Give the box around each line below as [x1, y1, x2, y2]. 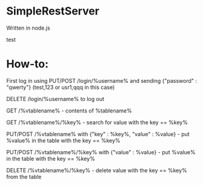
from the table [6, 173, 42, 180]
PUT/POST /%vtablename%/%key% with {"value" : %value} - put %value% [6, 148, 196, 155]
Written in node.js [6, 24, 50, 31]
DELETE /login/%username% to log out [6, 95, 105, 102]
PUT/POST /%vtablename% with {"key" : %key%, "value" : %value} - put [6, 130, 190, 137]
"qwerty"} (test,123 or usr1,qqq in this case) [6, 83, 115, 91]
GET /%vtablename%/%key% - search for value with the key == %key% [6, 118, 188, 126]
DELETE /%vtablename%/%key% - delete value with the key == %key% [6, 166, 188, 174]
